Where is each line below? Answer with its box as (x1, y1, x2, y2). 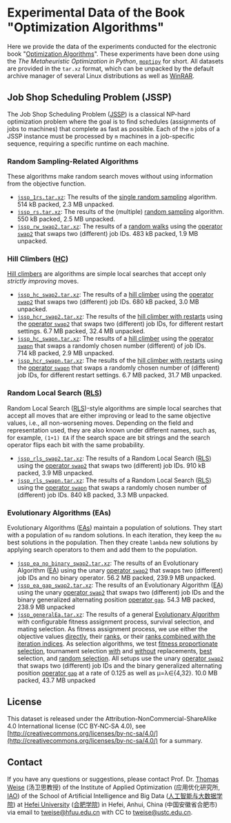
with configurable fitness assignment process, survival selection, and (17, 617, 214, 626)
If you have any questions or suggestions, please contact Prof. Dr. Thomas (7, 775, 219, 783)
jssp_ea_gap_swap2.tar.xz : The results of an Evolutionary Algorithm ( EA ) (17, 581, 223, 589)
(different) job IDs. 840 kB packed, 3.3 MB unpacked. (17, 490, 169, 499)
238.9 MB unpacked (17, 602, 75, 611)
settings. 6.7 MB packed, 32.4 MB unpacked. (17, 327, 145, 335)
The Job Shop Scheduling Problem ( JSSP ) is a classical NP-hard (7, 110, 191, 118)
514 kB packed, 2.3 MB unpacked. (17, 200, 114, 208)
